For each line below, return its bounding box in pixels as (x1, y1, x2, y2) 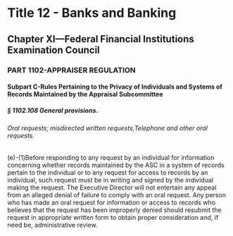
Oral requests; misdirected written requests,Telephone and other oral (7, 124, 208, 132)
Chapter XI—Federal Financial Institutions (7, 33, 195, 45)
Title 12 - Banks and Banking (7, 5, 177, 21)
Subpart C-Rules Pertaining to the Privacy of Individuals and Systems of (7, 82, 223, 91)
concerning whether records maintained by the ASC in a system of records (7, 161, 225, 169)
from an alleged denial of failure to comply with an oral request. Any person (7, 190, 227, 199)
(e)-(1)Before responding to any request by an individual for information (7, 153, 215, 161)
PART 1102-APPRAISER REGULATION (7, 65, 136, 75)
